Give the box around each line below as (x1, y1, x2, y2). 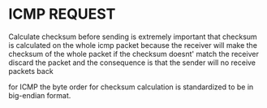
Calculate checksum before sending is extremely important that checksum (8, 32, 257, 41)
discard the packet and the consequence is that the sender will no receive (8, 58, 256, 67)
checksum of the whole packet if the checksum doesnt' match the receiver (8, 49, 260, 58)
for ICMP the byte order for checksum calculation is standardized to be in (8, 82, 254, 92)
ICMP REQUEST (8, 5, 116, 24)
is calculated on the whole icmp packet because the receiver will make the (8, 40, 258, 50)
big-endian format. (8, 90, 71, 100)
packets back (8, 66, 54, 76)
